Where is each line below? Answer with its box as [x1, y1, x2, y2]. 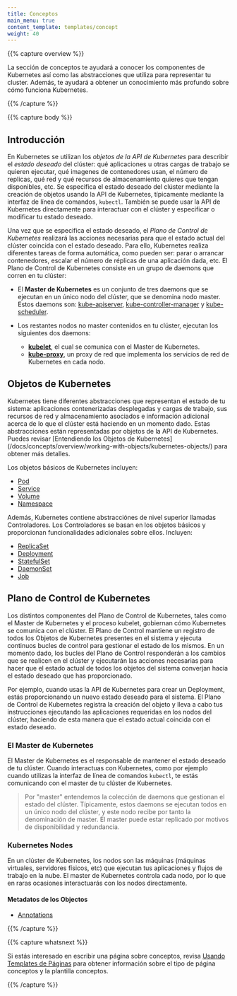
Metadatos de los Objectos [7, 895, 88, 903]
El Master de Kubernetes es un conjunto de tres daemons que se [17, 285, 209, 294]
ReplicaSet [17, 542, 49, 550]
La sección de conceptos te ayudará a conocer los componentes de [7, 63, 205, 71]
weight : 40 [7, 30, 39, 37]
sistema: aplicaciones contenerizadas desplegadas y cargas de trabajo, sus [7, 404, 228, 412]
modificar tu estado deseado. [7, 213, 93, 221]
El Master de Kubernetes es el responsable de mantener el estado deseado [7, 756, 226, 765]
